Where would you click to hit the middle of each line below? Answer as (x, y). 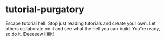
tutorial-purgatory (45, 9)
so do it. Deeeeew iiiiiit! (30, 34)
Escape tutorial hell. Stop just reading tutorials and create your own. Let (80, 23)
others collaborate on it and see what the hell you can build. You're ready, (83, 28)
